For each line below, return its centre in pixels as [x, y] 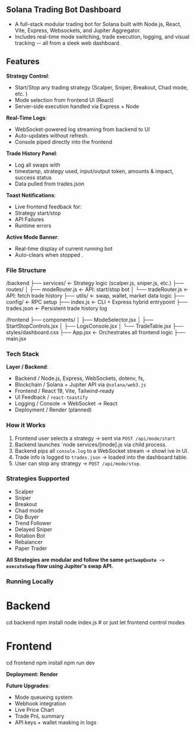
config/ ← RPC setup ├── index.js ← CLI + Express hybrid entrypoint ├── [97, 302]
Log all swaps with [37, 165]
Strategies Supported [38, 478]
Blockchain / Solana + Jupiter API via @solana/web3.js [80, 385]
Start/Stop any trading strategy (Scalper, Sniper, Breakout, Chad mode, [101, 87]
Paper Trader [31, 548]
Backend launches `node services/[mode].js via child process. [91, 445]
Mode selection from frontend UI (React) [64, 100]
